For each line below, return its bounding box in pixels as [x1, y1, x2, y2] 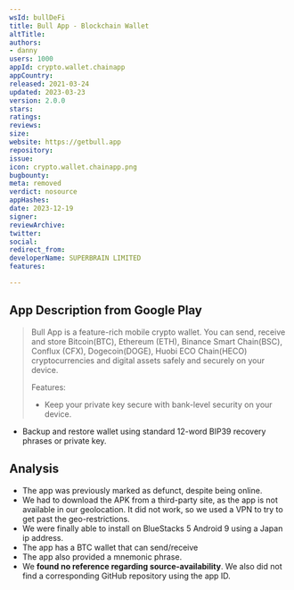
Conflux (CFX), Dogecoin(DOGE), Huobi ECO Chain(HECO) [30, 345, 248, 356]
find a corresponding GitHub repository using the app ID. [21, 570, 232, 581]
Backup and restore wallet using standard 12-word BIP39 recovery [21, 426, 266, 436]
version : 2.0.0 [9, 96, 66, 105]
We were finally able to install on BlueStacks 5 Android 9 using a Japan [21, 523, 283, 534]
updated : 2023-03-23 [9, 87, 86, 96]
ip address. [21, 532, 64, 543]
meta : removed [9, 179, 62, 188]
